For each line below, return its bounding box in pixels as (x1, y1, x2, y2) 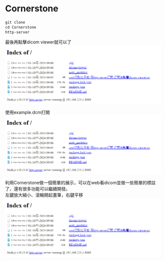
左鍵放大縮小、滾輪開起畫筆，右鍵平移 (5, 192, 83, 198)
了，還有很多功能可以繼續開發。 (5, 186, 70, 192)
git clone (5, 20, 26, 25)
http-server (5, 30, 30, 35)
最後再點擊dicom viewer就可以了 (5, 39, 72, 45)
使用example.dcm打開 (5, 110, 50, 115)
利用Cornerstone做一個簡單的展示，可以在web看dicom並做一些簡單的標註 (5, 180, 156, 186)
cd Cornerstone (5, 25, 37, 30)
